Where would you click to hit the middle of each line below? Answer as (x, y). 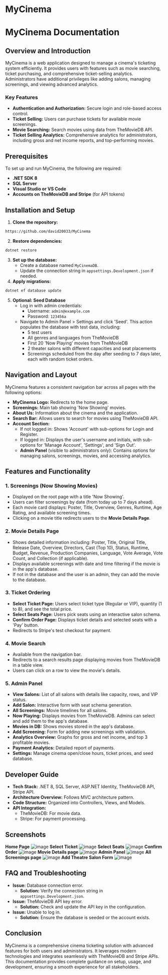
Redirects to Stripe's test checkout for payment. (62, 630)
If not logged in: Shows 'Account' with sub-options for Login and (87, 429)
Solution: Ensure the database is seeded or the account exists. (85, 917)
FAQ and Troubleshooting (46, 873)
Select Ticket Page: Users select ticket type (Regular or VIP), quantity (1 (87, 603)
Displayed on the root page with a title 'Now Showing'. (68, 497)
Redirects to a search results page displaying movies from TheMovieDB (86, 660)
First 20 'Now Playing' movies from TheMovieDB (77, 343)
